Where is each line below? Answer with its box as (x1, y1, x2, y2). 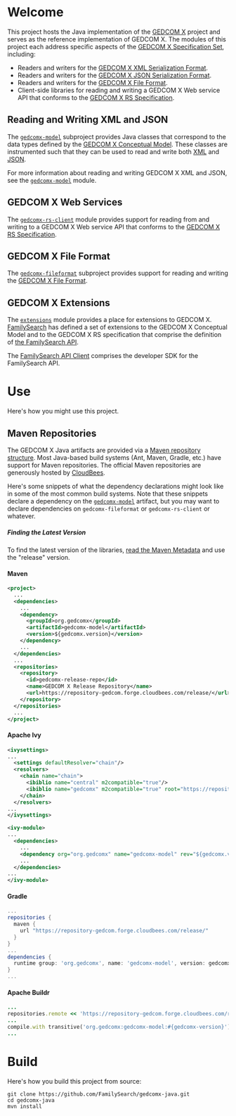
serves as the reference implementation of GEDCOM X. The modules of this (7, 34, 227, 43)
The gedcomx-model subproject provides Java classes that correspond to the (7, 132, 226, 141)
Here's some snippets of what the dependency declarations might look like (7, 482, 224, 490)
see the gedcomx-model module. (7, 176, 97, 184)
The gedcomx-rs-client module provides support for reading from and (7, 215, 210, 224)
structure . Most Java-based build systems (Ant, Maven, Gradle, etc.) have (7, 453, 221, 461)
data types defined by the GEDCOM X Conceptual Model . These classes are (7, 140, 228, 148)
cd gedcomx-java (7, 1096, 55, 1104)
